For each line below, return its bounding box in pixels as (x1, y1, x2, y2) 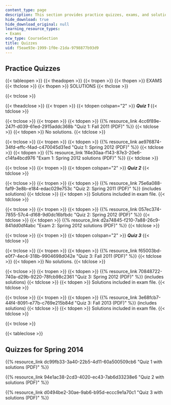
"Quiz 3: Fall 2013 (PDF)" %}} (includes (74, 300, 157, 306)
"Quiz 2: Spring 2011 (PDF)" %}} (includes (73, 185, 161, 192)
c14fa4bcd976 (5, 155, 36, 161)
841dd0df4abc (5, 223, 36, 229)
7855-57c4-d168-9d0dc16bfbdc (5, 212, 73, 218)
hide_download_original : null (5, 21, 70, 27)
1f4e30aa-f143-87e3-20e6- (83, 150, 142, 156)
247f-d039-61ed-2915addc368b (5, 123, 74, 130)
